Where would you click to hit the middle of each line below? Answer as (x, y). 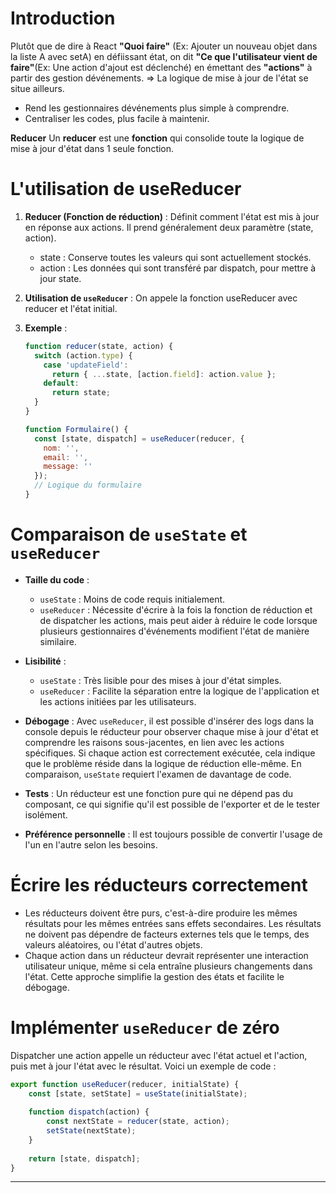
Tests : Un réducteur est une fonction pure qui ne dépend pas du (159, 793)
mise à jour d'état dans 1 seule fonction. (92, 148)
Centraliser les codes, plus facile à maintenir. (117, 118)
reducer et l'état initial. (71, 308)
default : (61, 383)
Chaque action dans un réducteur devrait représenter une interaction (166, 955)
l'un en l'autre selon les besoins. (91, 844)
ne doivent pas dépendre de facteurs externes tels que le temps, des (167, 934)
